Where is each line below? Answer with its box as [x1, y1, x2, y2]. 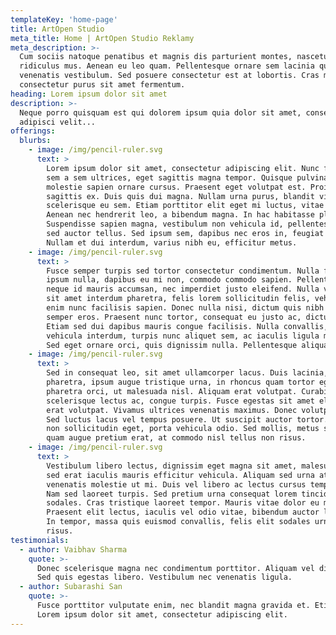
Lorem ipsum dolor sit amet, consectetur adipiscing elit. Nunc [46, 163, 320, 173]
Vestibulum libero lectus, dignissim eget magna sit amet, [46, 461, 298, 471]
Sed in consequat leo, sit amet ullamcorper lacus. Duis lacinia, [46, 368, 329, 378]
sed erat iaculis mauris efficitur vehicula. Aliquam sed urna [46, 470, 315, 480]
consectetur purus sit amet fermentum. [19, 80, 186, 90]
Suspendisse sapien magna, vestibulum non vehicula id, [46, 219, 284, 230]
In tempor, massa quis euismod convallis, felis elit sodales [46, 517, 311, 527]
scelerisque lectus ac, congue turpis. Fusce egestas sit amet [46, 396, 315, 406]
